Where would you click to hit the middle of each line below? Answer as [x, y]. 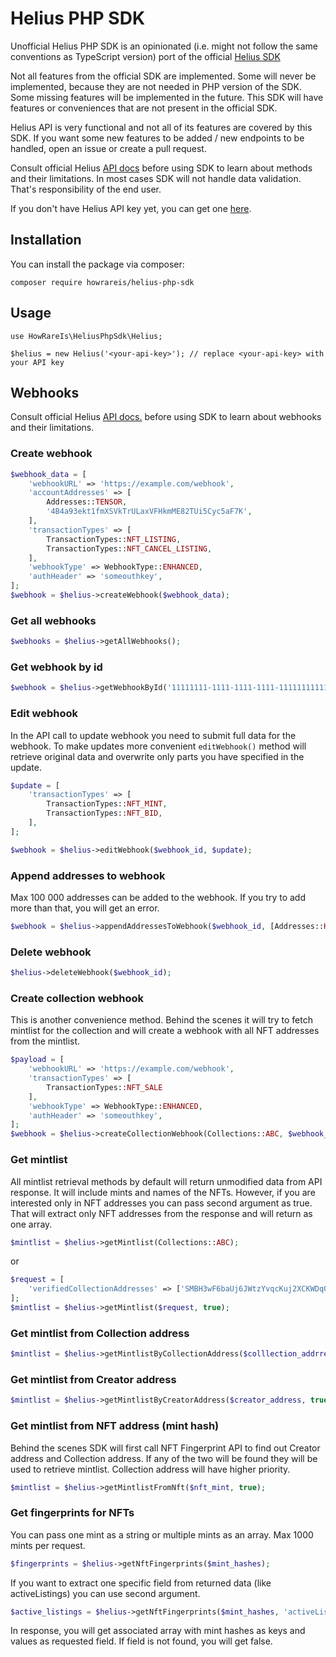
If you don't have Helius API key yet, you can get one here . [131, 208]
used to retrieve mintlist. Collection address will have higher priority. [150, 1469]
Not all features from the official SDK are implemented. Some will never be [163, 76]
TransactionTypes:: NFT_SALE [104, 1087]
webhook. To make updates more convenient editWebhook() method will [158, 746]
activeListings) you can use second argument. [105, 1593]
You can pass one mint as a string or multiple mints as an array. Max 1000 [162, 1534]
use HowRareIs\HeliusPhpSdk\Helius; [86, 336]
